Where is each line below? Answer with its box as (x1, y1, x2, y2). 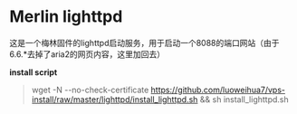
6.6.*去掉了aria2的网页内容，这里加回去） (9, 48, 166, 60)
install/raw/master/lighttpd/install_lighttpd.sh (31, 93, 198, 105)
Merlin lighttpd (9, 6, 123, 27)
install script (9, 66, 58, 78)
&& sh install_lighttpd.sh (199, 93, 290, 105)
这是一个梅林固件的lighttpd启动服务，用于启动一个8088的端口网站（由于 (9, 37, 280, 48)
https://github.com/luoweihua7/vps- (150, 84, 286, 95)
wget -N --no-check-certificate (31, 84, 149, 95)
